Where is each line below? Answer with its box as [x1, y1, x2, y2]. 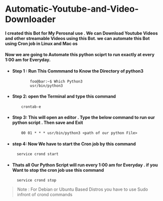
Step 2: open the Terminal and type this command [12, 94, 116, 100]
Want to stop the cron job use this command [12, 167, 104, 173]
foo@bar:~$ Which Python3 [30, 79, 83, 84]
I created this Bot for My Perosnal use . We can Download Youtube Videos [5, 30, 158, 36]
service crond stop [17, 178, 56, 183]
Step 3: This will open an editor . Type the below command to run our [12, 115, 155, 121]
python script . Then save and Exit [12, 120, 83, 125]
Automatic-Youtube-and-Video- [5, 3, 139, 15]
